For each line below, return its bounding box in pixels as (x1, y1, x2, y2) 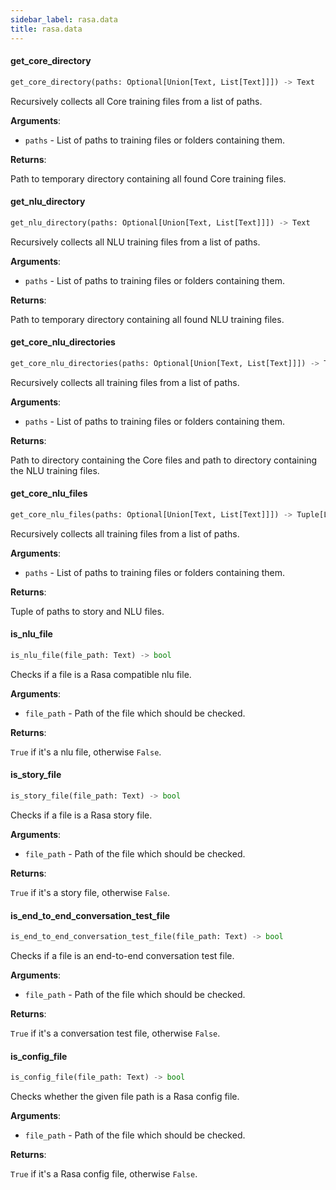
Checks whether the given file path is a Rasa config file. (10, 1091, 240, 1103)
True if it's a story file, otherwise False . (10, 886, 170, 898)
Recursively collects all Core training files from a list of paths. (10, 95, 263, 107)
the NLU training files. (10, 464, 100, 476)
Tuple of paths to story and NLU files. (10, 605, 165, 617)
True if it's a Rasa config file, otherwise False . (10, 1168, 198, 1180)
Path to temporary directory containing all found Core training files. (10, 172, 287, 185)
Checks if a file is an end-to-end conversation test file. (10, 950, 235, 962)
